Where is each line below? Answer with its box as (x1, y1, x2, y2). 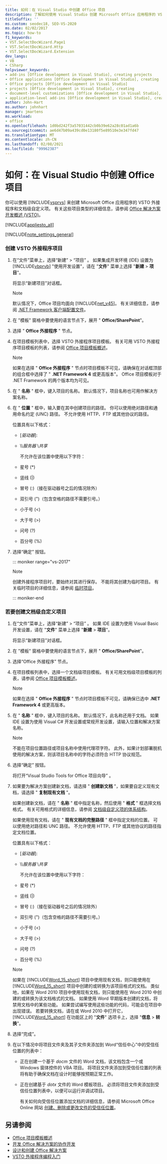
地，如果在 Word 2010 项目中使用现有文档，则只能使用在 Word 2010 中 (12, 989, 158, 995)
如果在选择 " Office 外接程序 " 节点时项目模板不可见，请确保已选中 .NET (12, 696, 161, 702)
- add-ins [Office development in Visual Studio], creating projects (5, 72, 153, 77)
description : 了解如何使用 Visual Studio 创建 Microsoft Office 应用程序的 (5, 12, 156, 17)
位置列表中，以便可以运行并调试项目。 (28, 1088, 107, 1094)
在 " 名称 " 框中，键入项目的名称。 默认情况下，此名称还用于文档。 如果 (12, 713, 159, 719)
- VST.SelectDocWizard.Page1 (5, 40, 66, 45)
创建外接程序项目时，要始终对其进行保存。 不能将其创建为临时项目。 (12, 579, 153, 585)
